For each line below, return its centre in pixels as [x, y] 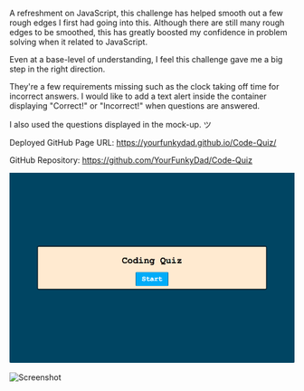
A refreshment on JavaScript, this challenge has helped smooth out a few [146, 13]
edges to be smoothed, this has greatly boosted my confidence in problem [148, 32]
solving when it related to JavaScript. [78, 42]
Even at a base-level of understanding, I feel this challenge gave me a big [146, 59]
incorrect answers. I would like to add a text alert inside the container [138, 96]
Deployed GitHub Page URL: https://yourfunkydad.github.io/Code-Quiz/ [143, 143]
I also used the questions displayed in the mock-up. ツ [111, 124]
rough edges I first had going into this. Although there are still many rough [147, 23]
